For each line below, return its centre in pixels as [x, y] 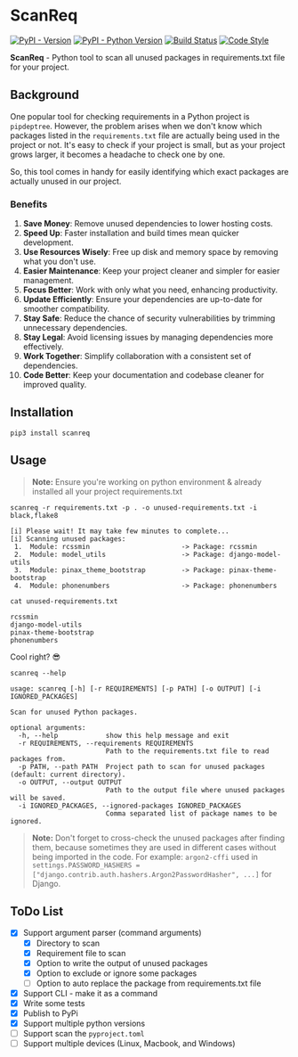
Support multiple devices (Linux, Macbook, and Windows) [129, 1044]
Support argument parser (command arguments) [113, 933]
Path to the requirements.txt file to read [187, 751]
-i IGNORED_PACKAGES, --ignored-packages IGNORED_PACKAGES [130, 806]
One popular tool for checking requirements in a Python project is [130, 116]
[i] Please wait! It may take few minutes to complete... [120, 531]
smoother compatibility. [66, 309]
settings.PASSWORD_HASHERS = [86, 865]
